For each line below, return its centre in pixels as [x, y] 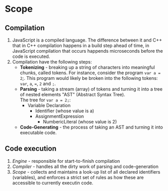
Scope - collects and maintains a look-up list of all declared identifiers [86, 172]
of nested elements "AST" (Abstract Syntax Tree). [72, 94]
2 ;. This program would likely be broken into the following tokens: [89, 78]
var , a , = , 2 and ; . [38, 83]
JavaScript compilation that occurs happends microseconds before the [87, 51]
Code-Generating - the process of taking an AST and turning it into [91, 127]
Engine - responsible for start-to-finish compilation [66, 161]
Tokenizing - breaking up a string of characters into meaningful [87, 67]
